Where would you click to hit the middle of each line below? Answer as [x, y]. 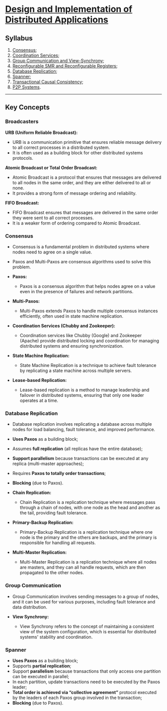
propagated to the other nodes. [52, 573]
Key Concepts [27, 107]
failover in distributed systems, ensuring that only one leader [82, 395]
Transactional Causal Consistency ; [48, 82]
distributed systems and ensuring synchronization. [72, 346]
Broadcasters [22, 121]
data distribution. [30, 607]
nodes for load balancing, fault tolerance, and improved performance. [84, 430]
